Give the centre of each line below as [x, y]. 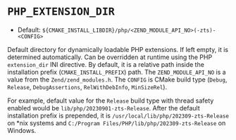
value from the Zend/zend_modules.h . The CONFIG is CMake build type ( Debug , [117, 79]
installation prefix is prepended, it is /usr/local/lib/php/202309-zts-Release [118, 115]
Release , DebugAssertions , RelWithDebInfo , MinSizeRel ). [87, 87]
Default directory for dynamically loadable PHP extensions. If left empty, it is [118, 49]
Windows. [22, 130]
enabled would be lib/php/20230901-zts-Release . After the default [104, 108]
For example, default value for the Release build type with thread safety [111, 101]
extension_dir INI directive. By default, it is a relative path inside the [106, 64]
